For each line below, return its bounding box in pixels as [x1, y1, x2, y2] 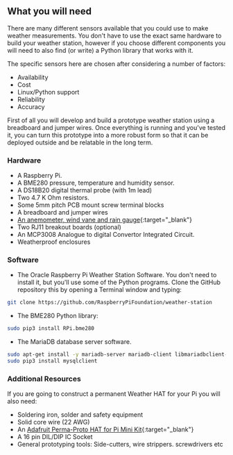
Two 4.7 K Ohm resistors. [17, 194, 90, 202]
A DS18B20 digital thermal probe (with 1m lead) [17, 186, 153, 195]
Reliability [17, 95, 45, 104]
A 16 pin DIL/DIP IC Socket [17, 433, 93, 441]
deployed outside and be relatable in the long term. [7, 138, 153, 147]
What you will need [7, 6, 92, 17]
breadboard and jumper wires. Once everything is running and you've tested [7, 123, 226, 131]
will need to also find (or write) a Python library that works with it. [7, 46, 194, 54]
